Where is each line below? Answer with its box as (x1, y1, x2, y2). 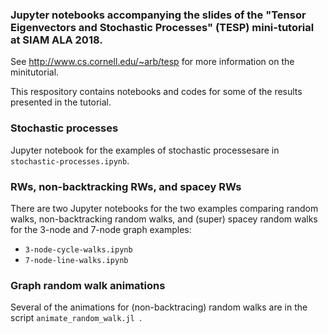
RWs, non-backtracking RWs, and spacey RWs (10, 179, 242, 193)
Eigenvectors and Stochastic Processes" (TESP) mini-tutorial (10, 20, 315, 34)
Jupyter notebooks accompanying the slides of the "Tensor (10, 8, 307, 22)
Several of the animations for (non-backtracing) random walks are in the (10, 301, 308, 313)
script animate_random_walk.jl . (10, 312, 142, 324)
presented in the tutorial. (10, 96, 112, 108)
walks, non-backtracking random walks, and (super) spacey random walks (10, 213, 318, 225)
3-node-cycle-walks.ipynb (24, 244, 133, 255)
